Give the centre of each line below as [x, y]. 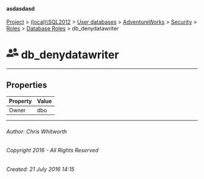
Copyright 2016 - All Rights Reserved [53, 150]
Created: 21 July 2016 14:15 [40, 169]
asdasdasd [21, 9]
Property [20, 101]
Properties [27, 85]
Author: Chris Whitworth [37, 132]
